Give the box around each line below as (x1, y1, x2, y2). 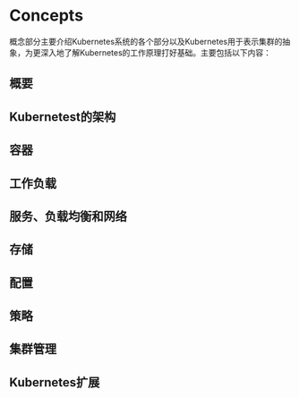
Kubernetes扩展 (9, 375, 100, 390)
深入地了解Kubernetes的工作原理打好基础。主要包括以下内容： (39, 47, 271, 58)
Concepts (9, 5, 83, 26)
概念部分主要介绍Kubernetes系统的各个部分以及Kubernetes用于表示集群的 (9, 36, 283, 47)
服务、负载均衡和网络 (9, 208, 127, 224)
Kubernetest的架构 (9, 109, 116, 124)
